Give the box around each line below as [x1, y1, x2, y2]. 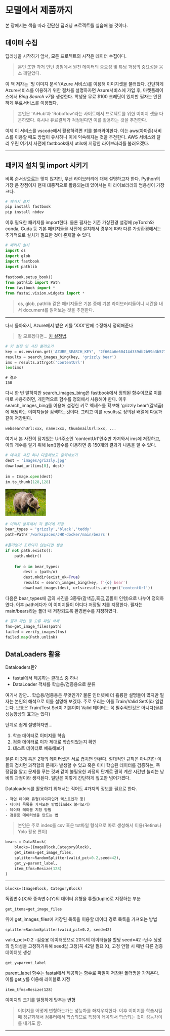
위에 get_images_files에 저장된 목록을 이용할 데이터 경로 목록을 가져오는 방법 [5, 916, 158, 922]
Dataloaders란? [5, 664, 37, 670]
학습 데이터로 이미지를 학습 [12, 732, 66, 739]
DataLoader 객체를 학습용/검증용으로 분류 [12, 681, 96, 687]
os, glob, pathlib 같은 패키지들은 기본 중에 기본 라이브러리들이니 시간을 [17, 300, 158, 307]
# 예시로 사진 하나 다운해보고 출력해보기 [5, 453, 78, 458]
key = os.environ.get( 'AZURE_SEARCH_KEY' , [5, 349, 96, 354]
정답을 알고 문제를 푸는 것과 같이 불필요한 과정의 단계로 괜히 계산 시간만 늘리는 [5, 768, 159, 774]
